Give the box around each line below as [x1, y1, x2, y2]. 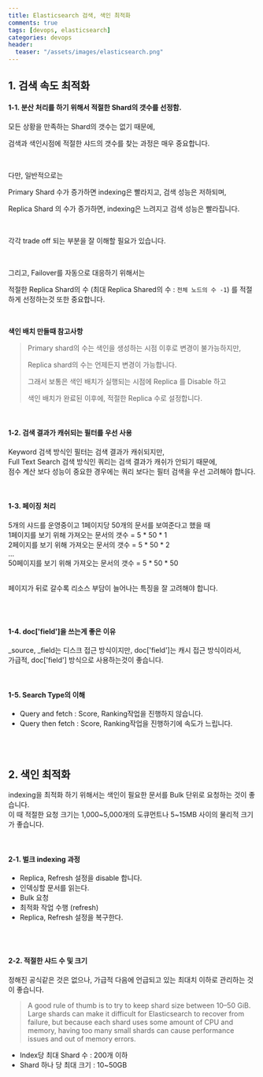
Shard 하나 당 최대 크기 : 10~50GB [19, 1060, 128, 1069]
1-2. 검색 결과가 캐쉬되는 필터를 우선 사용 [8, 428, 132, 438]
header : [8, 41, 34, 49]
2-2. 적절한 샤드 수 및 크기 [8, 956, 88, 965]
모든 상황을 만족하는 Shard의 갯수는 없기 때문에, [8, 121, 156, 131]
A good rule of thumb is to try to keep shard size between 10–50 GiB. [27, 1001, 251, 1010]
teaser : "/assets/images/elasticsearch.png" [15, 48, 164, 56]
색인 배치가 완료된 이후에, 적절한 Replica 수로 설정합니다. [27, 393, 203, 402]
